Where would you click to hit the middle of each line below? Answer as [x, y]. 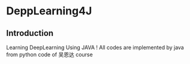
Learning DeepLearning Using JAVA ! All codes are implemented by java [95, 47]
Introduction [30, 33]
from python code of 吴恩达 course [49, 54]
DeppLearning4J [49, 11]
